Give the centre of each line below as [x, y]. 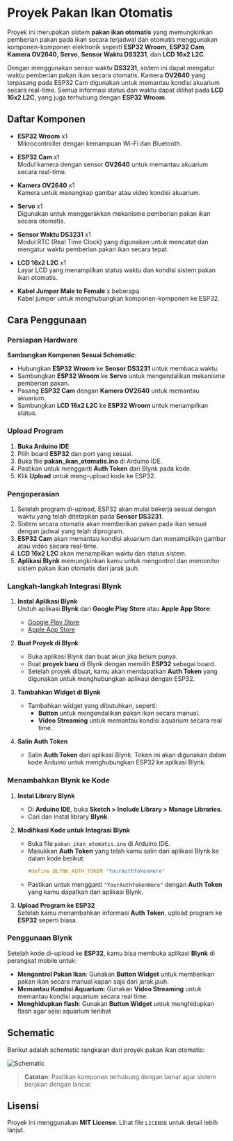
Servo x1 [30, 206]
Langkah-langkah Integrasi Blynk [64, 586]
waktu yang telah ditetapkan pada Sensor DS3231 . [90, 517]
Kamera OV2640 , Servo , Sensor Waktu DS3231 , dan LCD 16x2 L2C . [106, 54]
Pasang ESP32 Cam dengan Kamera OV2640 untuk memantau [108, 391]
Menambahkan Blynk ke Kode [58, 780]
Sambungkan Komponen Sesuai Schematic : [72, 355]
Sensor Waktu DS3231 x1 [54, 234]
